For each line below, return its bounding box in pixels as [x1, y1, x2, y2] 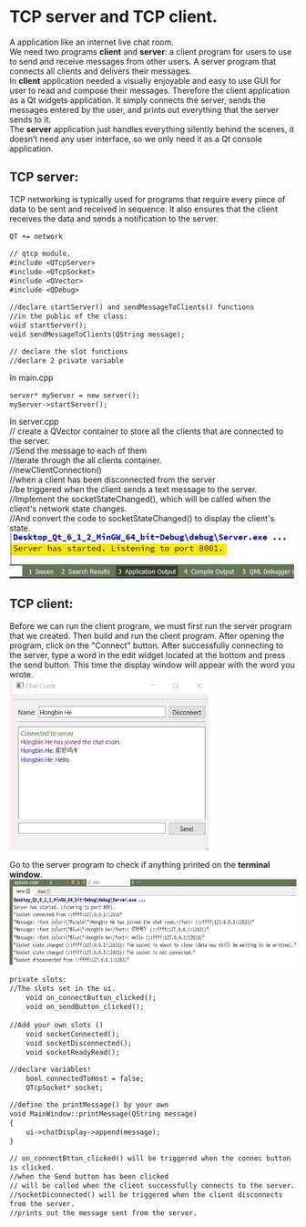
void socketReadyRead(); [25, 1047, 120, 1057]
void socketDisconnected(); [25, 1038, 132, 1047]
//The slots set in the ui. [9, 984, 117, 993]
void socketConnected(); [25, 1029, 120, 1038]
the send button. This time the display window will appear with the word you [9, 659, 296, 670]
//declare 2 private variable [9, 356, 125, 366]
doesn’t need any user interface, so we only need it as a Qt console [9, 133, 262, 144]
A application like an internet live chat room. [9, 36, 175, 47]
